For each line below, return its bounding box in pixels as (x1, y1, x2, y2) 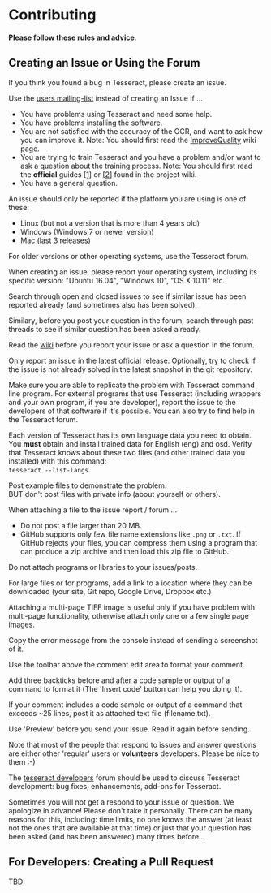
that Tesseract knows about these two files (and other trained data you (8, 447, 246, 457)
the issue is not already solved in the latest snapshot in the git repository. (8, 364, 253, 374)
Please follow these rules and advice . (8, 32, 137, 42)
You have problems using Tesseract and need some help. (19, 109, 213, 119)
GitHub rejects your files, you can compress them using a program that (19, 537, 258, 547)
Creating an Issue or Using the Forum (8, 56, 200, 70)
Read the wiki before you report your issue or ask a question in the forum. (8, 339, 255, 350)
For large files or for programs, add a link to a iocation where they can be (8, 578, 252, 588)
